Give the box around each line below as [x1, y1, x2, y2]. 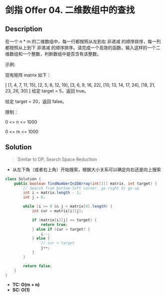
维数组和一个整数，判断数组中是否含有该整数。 [5, 51, 101, 57]
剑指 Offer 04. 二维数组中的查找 [5, 4, 135, 16]
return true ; [40, 222, 68, 227]
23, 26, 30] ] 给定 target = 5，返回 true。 [5, 88, 89, 94]
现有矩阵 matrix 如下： [5, 72, 51, 78]
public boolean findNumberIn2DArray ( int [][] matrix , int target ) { [14, 181, 157, 186]
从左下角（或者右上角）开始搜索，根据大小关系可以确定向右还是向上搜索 [12, 166, 161, 172]
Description [5, 24, 42, 33]
